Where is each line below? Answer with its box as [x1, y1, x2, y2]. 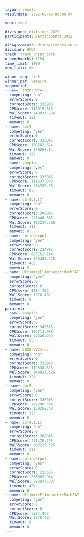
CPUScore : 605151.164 [9, 251, 53, 257]
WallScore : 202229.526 [9, 443, 55, 447]
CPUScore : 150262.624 [9, 142, 53, 147]
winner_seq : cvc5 [5, 74, 40, 79]
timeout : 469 [9, 484, 36, 489]
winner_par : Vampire [5, 79, 47, 84]
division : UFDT [5, 47, 36, 52]
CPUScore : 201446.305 [9, 215, 53, 220]
